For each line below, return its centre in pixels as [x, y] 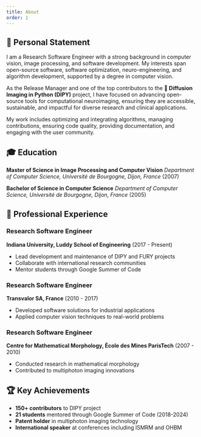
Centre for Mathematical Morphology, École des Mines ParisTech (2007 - [100, 346]
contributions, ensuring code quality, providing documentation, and [90, 126]
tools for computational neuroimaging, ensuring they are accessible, [110, 101]
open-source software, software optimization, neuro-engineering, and [94, 70]
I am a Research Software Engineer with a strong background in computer [99, 57]
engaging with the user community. [51, 132]
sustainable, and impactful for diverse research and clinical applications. [97, 108]
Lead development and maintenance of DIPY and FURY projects [95, 256]
